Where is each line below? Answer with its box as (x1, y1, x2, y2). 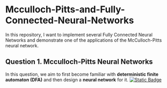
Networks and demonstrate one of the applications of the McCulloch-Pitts (5, 37, 162, 43)
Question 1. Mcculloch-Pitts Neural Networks (5, 58, 153, 66)
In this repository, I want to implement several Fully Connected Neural (5, 31, 153, 38)
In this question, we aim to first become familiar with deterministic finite (5, 71, 159, 77)
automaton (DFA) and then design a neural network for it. (5, 76, 128, 83)
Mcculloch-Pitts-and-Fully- (5, 4, 125, 15)
